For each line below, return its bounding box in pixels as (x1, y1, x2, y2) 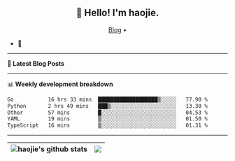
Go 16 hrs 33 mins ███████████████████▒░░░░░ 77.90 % (7, 96, 208, 103)
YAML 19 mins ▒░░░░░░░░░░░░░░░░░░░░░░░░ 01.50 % (7, 115, 208, 122)
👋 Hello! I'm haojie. (76, 7, 159, 19)
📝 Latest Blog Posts (7, 59, 65, 67)
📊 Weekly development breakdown (7, 80, 113, 88)
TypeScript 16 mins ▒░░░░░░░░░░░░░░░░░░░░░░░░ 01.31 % (7, 122, 208, 129)
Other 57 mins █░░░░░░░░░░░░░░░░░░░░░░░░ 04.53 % (7, 109, 208, 116)
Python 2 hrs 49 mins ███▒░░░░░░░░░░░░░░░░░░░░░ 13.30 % (7, 102, 208, 109)
